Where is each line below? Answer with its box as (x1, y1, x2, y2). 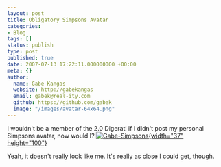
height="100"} (7, 138, 47, 147)
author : (7, 73, 30, 81)
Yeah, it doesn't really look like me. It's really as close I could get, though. (7, 152, 215, 160)
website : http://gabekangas (13, 86, 94, 93)
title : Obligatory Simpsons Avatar (7, 16, 109, 23)
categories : (7, 23, 41, 29)
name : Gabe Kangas (13, 80, 67, 87)
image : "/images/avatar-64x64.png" (13, 105, 115, 112)
